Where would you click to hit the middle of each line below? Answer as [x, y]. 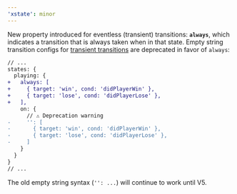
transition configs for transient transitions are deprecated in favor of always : [118, 49]
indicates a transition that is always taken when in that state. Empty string [115, 42]
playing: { [30, 76]
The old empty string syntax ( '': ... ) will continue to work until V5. [107, 182]
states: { [22, 69]
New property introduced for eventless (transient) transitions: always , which [119, 34]
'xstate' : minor [31, 14]
